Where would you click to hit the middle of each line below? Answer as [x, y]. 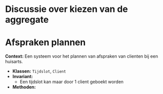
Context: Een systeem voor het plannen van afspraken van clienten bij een [81, 56]
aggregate [27, 20]
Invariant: [23, 77]
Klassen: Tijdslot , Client [39, 71]
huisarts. [14, 62]
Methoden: [24, 87]
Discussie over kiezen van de [67, 9]
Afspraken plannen [45, 43]
